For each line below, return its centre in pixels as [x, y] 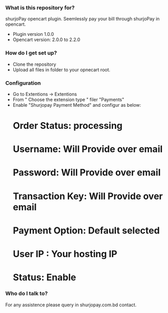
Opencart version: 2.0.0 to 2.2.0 [46, 40]
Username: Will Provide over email [88, 149]
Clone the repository [34, 64]
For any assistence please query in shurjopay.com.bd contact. [71, 305]
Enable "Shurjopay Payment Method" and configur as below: [77, 105]
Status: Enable [44, 277]
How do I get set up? [31, 53]
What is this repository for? [40, 8]
